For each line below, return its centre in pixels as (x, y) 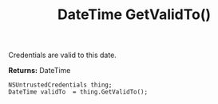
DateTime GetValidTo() (134, 15)
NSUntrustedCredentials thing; (60, 85)
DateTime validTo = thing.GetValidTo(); (78, 92)
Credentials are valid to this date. (63, 55)
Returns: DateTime (40, 71)
